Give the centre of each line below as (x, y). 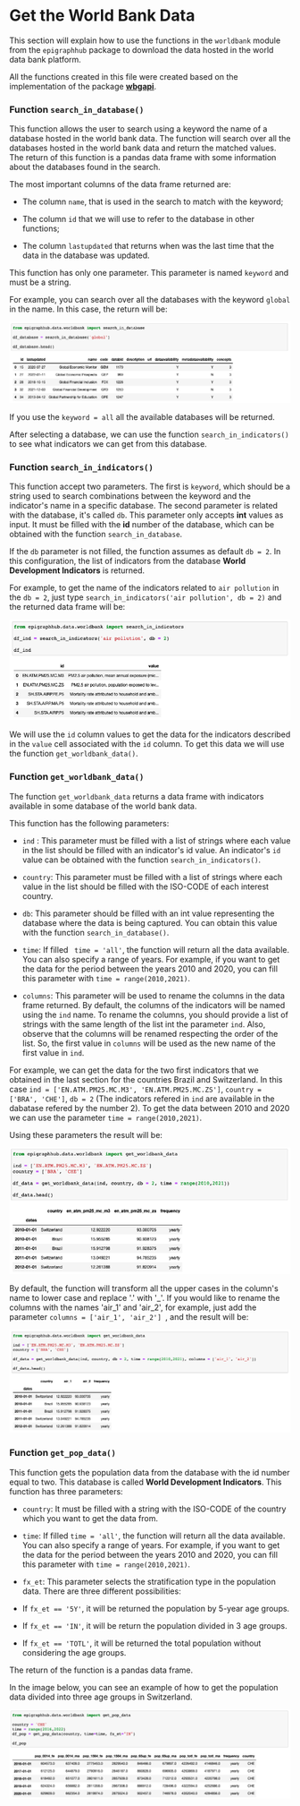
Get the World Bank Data (102, 16)
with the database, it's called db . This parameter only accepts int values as (146, 515)
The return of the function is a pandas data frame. (101, 1670)
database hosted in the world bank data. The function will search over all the (150, 139)
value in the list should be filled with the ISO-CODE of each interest (146, 886)
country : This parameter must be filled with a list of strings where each (152, 877)
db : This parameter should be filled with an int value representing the (148, 913)
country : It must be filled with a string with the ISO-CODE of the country (154, 1509)
